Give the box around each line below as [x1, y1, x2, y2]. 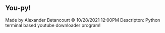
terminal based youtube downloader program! [5, 22, 101, 28]
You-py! [5, 4, 31, 12]
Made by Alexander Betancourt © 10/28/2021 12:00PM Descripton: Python [5, 17, 160, 23]
